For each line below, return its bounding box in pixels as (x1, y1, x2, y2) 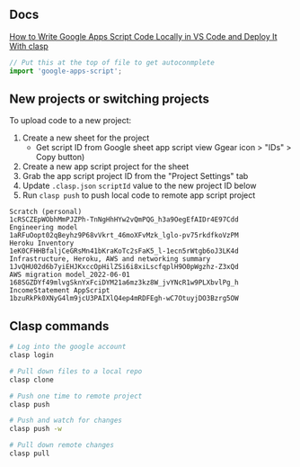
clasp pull (9, 449, 50, 458)
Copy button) (35, 152, 85, 163)
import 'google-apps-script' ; (9, 67, 123, 76)
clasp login (9, 351, 54, 360)
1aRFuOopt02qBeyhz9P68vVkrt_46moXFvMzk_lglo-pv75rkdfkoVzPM (9, 231, 240, 240)
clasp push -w (9, 425, 63, 434)
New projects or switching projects (9, 91, 209, 106)
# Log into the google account (9, 342, 127, 352)
